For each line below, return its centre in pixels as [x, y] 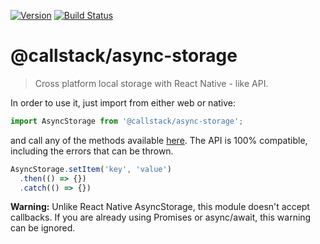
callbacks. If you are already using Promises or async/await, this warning [161, 217]
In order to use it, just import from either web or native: [123, 102]
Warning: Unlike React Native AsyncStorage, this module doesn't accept [160, 207]
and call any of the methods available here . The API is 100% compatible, [159, 140]
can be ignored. [43, 228]
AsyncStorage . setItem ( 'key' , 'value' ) [91, 169]
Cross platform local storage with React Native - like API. [151, 83]
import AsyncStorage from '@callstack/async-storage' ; [127, 121]
